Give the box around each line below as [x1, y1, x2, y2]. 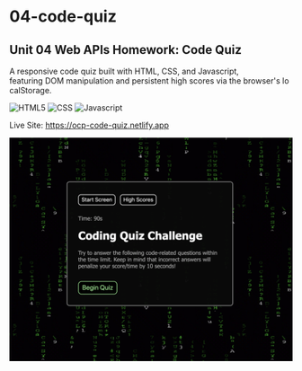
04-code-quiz [9, 6, 117, 27]
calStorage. [9, 85, 52, 95]
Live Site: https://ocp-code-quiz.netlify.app [9, 119, 169, 130]
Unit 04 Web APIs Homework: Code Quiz [9, 42, 243, 57]
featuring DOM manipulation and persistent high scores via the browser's [9, 75, 280, 86]
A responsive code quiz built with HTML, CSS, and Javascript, [9, 66, 240, 76]
